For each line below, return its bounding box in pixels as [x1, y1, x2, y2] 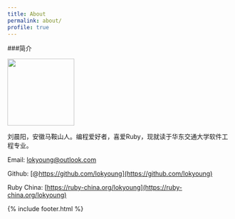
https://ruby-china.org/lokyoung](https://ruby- [46, 183, 183, 192]
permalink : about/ [7, 17, 62, 24]
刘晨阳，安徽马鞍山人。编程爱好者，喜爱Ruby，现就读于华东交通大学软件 [7, 133, 222, 141]
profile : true [7, 24, 50, 31]
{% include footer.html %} [7, 205, 84, 213]
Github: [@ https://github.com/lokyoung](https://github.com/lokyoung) [7, 169, 213, 178]
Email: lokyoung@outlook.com [7, 156, 97, 164]
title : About [7, 10, 46, 18]
